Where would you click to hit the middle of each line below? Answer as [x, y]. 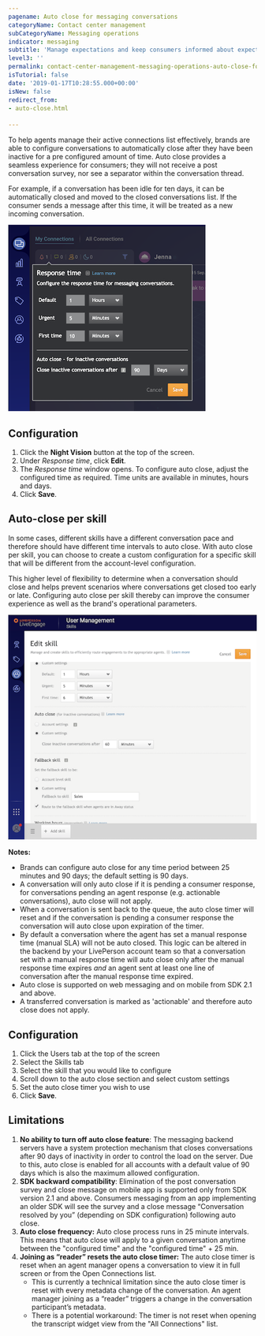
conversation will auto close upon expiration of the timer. [112, 926]
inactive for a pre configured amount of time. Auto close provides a [117, 157]
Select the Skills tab [52, 1062]
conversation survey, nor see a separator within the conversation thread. [126, 174]
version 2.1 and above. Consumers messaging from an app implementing [138, 1198]
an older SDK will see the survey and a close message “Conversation [132, 1206]
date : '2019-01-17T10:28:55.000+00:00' [74, 83]
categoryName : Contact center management [77, 25]
